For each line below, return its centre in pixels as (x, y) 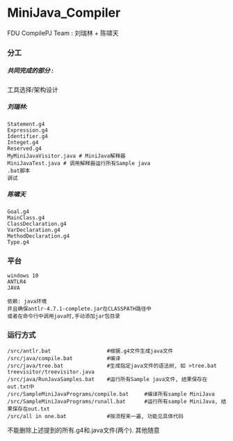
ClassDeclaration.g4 (37, 224)
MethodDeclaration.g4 (39, 236)
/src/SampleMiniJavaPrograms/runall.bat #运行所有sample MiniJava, (113, 402)
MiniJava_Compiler (64, 13)
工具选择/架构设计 (33, 89)
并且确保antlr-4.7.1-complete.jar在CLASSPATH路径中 (79, 309)
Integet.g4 (23, 142)
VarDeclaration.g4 (34, 230)
